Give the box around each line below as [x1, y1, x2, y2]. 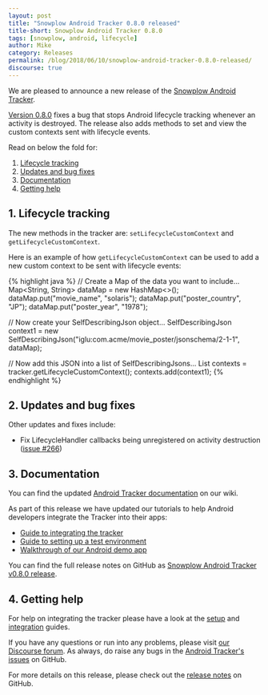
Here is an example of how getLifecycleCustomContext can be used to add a [8, 252, 260, 261]
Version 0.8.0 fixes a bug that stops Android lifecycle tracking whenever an [8, 110, 256, 119]
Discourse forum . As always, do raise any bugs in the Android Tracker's [8, 646, 245, 656]
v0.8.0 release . [8, 569, 58, 579]
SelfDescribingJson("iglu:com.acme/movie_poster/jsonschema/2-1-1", [8, 334, 240, 344]
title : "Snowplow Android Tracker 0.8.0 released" [8, 19, 181, 27]
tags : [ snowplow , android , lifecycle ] [8, 34, 138, 42]
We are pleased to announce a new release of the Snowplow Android [8, 86, 236, 95]
